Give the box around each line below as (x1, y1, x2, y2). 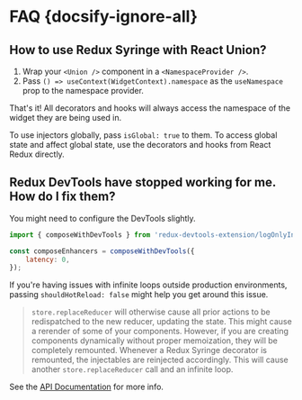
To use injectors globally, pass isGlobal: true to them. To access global (9, 130, 278, 141)
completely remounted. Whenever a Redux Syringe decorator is (31, 345, 268, 356)
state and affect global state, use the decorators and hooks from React (9, 140, 271, 150)
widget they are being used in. (9, 113, 122, 123)
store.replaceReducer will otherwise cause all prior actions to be (31, 306, 271, 317)
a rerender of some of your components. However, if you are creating (31, 326, 289, 337)
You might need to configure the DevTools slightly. (9, 213, 196, 223)
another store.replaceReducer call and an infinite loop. (31, 364, 234, 375)
